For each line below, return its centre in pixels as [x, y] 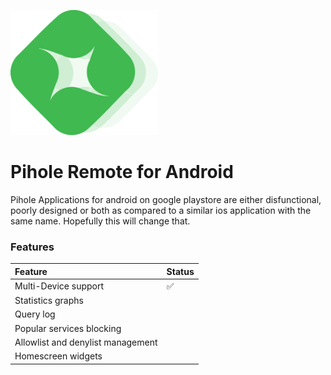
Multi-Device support [59, 286]
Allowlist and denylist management [86, 342]
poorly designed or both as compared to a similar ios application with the [161, 210]
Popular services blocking [68, 328]
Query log [35, 314]
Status [180, 271]
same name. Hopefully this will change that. [100, 221]
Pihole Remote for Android [122, 172]
